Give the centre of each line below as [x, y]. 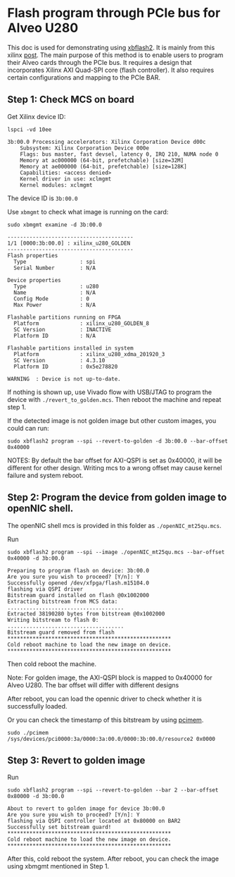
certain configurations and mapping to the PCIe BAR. [84, 77]
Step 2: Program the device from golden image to [117, 497]
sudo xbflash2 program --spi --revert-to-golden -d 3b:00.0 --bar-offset [118, 441]
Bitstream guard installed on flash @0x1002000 [78, 595]
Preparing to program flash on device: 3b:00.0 [78, 570]
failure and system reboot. [45, 475]
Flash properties [33, 255]
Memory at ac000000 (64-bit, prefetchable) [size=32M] [102, 160]
